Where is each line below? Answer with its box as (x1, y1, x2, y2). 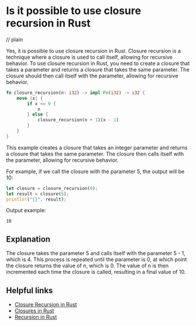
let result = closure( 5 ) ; (6, 191, 69, 197)
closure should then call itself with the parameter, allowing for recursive (6, 72, 178, 79)
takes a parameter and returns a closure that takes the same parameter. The (6, 66, 190, 73)
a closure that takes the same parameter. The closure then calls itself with (6, 150, 184, 157)
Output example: (6, 207, 46, 214)
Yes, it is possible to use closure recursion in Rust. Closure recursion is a (6, 47, 181, 54)
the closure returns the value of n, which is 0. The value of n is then (6, 262, 169, 269)
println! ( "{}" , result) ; (6, 196, 67, 202)
